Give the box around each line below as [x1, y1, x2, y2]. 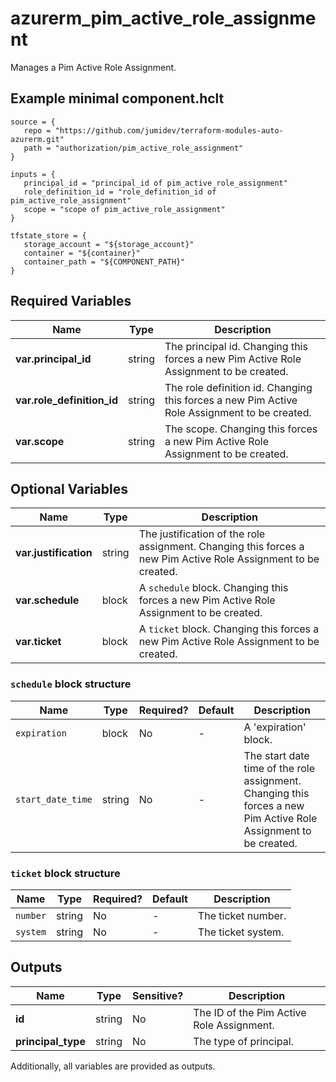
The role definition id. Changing [164, 380, 313, 394]
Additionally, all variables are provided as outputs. [10, 1060, 216, 1072]
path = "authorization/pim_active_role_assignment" [23, 143, 244, 153]
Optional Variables [10, 480, 128, 497]
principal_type [15, 1034, 86, 1048]
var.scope [15, 434, 65, 448]
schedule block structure [10, 677, 132, 691]
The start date [243, 748, 310, 762]
